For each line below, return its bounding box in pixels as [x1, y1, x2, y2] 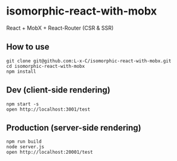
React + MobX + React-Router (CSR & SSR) [6, 24, 114, 31]
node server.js [6, 144, 45, 150]
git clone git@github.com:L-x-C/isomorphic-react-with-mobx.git [6, 57, 172, 64]
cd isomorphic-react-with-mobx [6, 63, 85, 69]
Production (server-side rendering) [6, 122, 142, 133]
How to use [6, 42, 50, 52]
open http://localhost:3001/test [6, 106, 91, 113]
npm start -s [6, 101, 39, 107]
